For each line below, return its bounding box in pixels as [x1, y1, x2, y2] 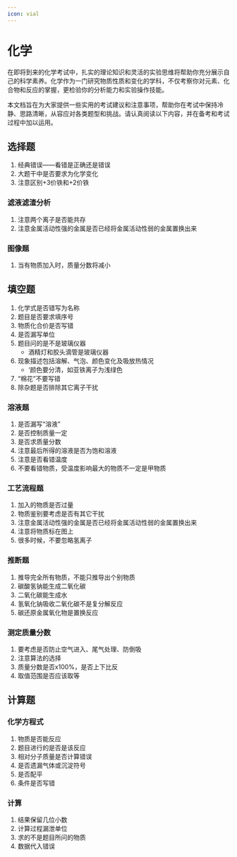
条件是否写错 [17, 779, 55, 787]
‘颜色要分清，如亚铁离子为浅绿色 [28, 365, 123, 374]
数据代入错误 [17, 841, 55, 850]
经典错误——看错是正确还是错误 [17, 160, 111, 170]
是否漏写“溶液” [17, 420, 61, 428]
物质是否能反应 [17, 734, 61, 743]
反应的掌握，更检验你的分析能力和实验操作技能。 [25, 85, 168, 94]
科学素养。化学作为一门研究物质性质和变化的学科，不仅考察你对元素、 [19, 76, 224, 85]
